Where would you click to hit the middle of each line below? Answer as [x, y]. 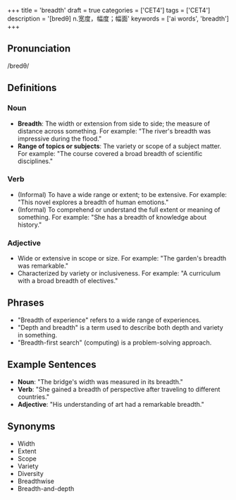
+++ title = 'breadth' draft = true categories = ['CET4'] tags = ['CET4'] [109, 10]
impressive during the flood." [60, 138]
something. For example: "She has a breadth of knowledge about [112, 217]
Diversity [30, 473]
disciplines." [35, 161]
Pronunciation [39, 49]
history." [30, 225]
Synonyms [31, 427]
